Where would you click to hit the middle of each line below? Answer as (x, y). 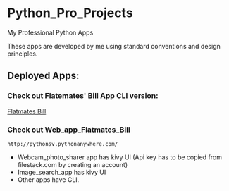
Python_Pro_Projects (70, 13)
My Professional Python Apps (50, 32)
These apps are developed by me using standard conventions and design (114, 46)
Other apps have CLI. (48, 179)
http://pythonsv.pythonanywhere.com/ (63, 144)
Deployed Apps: (43, 76)
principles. (23, 54)
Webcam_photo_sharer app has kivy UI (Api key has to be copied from (119, 157)
